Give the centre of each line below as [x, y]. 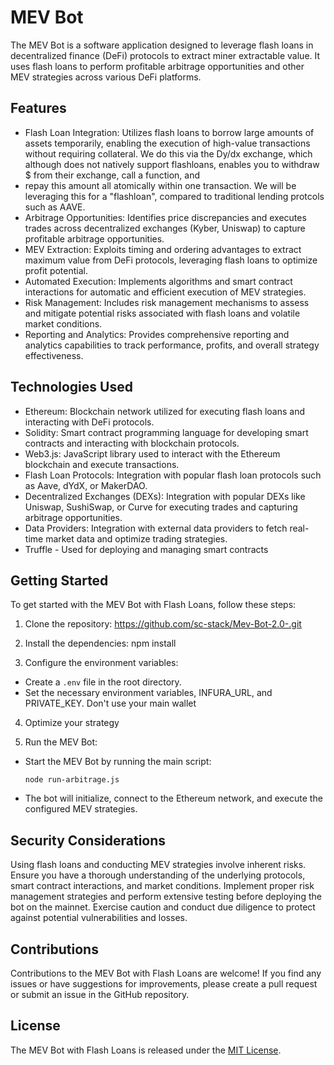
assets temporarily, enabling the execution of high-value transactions [167, 143]
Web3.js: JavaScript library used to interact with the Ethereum [152, 453]
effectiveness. [54, 355]
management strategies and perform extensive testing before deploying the [166, 897]
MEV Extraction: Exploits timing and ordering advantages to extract [163, 249]
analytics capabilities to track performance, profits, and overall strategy [172, 345]
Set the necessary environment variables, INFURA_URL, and [148, 693]
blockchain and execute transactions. [102, 464]
